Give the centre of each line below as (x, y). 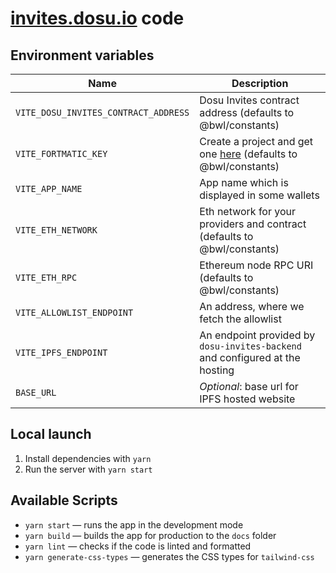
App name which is (244, 182)
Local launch (51, 434)
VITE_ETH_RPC (46, 277)
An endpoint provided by (257, 335)
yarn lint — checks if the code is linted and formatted (138, 546)
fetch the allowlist (240, 319)
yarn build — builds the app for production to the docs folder (150, 535)
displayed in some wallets (259, 195)
